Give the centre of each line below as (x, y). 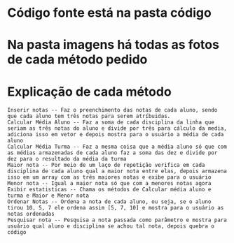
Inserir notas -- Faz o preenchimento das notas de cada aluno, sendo (112, 110)
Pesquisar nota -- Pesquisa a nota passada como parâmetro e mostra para (117, 220)
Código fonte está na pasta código (109, 13)
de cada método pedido (77, 60)
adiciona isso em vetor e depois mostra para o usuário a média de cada (116, 135)
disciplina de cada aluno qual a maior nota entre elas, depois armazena (117, 171)
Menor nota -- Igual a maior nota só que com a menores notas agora (109, 184)
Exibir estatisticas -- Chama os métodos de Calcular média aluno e (109, 190)
